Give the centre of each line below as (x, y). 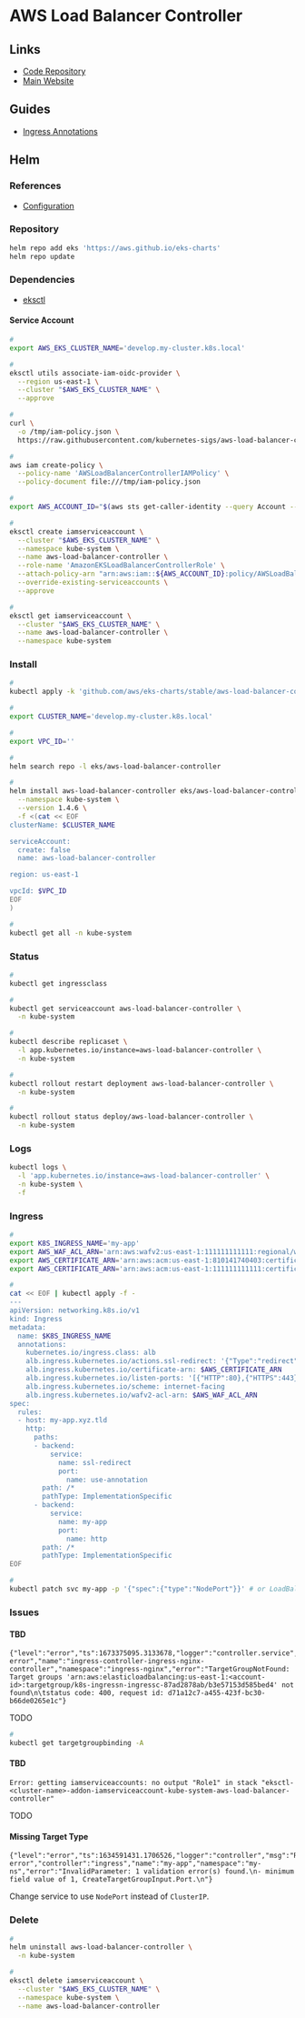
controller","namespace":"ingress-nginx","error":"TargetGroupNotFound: (150, 1670)
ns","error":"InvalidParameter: (70, 1872)
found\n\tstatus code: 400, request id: (87, 1693)
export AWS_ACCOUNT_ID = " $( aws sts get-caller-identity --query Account (148, 507)
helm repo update (42, 256)
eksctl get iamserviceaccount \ (70, 616)
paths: (46, 1438)
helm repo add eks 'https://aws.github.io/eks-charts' (115, 248)
